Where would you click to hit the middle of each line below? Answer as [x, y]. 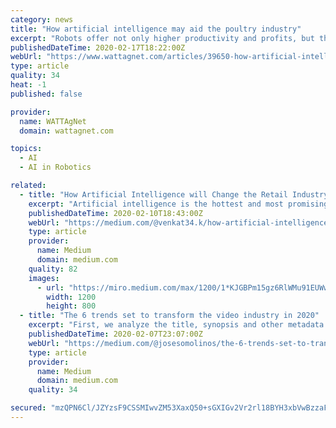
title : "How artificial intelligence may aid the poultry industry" [156, 29]
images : [44, 278]
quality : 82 [53, 269]
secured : [28, 408]
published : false [46, 94]
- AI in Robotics [55, 167]
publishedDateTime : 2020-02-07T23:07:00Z [115, 334]
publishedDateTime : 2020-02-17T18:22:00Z [98, 47]
